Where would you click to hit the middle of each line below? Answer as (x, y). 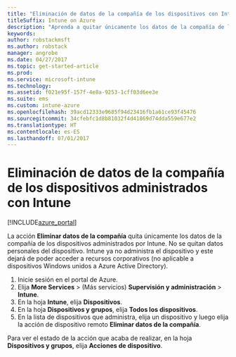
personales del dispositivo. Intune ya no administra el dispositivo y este (110, 251)
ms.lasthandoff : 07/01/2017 (48, 138)
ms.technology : (29, 86)
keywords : (22, 33)
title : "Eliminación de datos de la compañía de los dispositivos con (113, 14)
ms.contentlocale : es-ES (44, 132)
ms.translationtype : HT (42, 125)
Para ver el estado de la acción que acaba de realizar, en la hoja (100, 338)
